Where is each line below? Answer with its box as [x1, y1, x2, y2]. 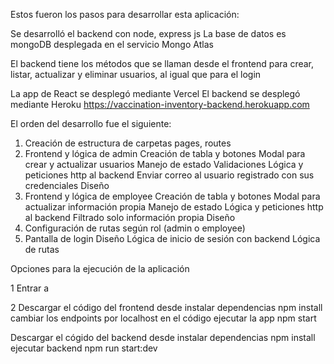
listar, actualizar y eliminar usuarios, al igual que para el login [10, 69, 262, 80]
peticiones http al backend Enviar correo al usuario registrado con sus [24, 169, 315, 181]
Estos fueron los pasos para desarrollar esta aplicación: [10, 9, 240, 20]
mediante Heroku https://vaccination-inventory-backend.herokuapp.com [10, 99, 310, 110]
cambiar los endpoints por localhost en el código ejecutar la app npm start [10, 312, 317, 324]
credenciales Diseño [24, 180, 110, 191]
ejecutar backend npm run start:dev [10, 342, 158, 354]
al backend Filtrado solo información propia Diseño [24, 212, 236, 223]
